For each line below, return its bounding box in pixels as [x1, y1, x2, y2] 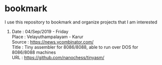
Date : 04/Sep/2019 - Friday [11, 28, 68, 34]
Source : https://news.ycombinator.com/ [11, 39, 94, 44]
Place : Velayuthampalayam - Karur [11, 34, 84, 40]
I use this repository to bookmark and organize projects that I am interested [4, 19, 158, 25]
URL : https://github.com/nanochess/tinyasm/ [11, 54, 104, 60]
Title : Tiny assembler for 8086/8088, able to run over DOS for [11, 44, 138, 50]
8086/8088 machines [11, 49, 56, 55]
